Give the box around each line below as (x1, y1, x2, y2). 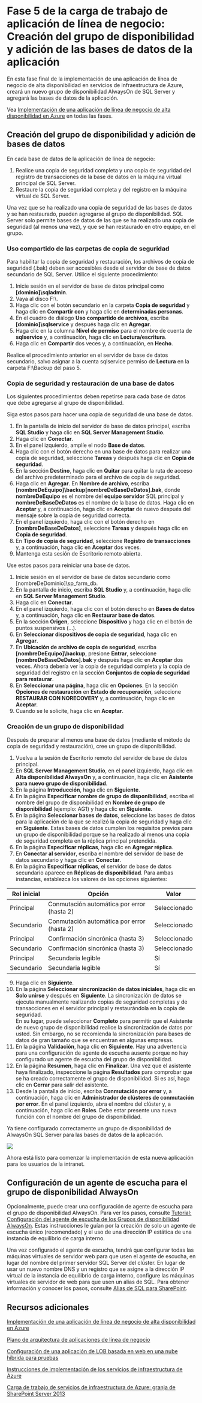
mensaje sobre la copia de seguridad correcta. (15, 512, 131, 519)
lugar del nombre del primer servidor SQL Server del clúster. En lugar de (7, 1259, 185, 1267)
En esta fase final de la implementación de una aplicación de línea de (7, 75, 177, 82)
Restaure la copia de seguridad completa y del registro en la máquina (15, 186, 187, 193)
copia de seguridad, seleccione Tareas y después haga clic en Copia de (15, 455, 195, 462)
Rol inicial (11, 889, 41, 898)
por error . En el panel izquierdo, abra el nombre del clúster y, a (15, 1100, 171, 1108)
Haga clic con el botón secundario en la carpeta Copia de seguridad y (15, 302, 190, 309)
